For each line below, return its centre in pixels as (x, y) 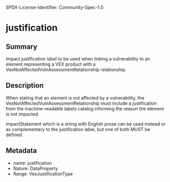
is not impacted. (23, 114)
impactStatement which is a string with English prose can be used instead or (86, 124)
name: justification (32, 163)
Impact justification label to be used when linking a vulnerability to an (78, 59)
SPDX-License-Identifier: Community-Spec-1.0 (55, 7)
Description (25, 86)
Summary (22, 47)
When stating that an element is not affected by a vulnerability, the (75, 98)
